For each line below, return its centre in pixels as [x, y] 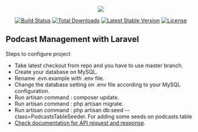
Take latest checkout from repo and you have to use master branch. [99, 65]
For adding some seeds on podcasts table [140, 116]
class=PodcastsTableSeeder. [50, 116]
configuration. [32, 91]
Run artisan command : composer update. [66, 97]
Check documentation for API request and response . [80, 122]
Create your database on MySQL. [56, 71]
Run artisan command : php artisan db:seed [69, 110]
